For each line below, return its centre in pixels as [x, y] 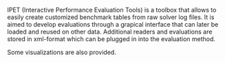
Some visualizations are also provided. [62, 52]
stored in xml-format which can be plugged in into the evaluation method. [111, 39]
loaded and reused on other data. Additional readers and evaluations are [110, 32]
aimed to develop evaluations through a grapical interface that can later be [113, 24]
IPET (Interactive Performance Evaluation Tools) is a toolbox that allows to [112, 10]
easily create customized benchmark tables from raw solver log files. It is [111, 17]
